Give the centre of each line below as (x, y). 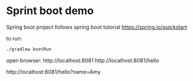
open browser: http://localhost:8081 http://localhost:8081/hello (83, 60)
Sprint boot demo (50, 11)
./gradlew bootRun (29, 49)
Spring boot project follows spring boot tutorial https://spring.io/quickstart (96, 27)
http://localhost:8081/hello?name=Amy (53, 72)
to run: (14, 38)
